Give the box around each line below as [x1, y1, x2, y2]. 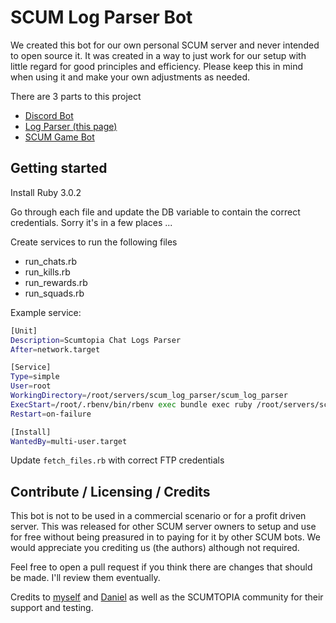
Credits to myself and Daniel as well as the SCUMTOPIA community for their [10, 591, 324, 603]
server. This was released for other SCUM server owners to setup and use [10, 521, 317, 533]
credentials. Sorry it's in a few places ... [10, 216, 173, 228]
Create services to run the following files [10, 236, 178, 248]
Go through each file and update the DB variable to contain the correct [10, 206, 301, 218]
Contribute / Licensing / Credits [10, 483, 211, 500]
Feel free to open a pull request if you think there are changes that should [10, 561, 313, 573]
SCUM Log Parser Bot [10, 6, 193, 29]
